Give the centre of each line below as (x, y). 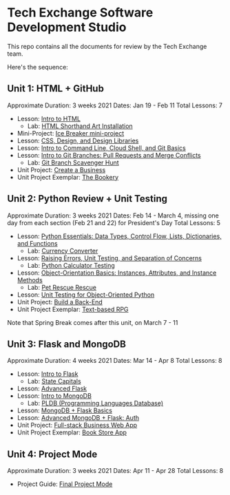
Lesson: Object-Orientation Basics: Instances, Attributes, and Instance (117, 273)
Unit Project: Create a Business (61, 169)
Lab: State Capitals (54, 381)
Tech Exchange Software (80, 13)
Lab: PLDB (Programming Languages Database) (95, 403)
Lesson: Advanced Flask (52, 389)
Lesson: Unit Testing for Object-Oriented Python (86, 295)
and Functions (37, 243)
